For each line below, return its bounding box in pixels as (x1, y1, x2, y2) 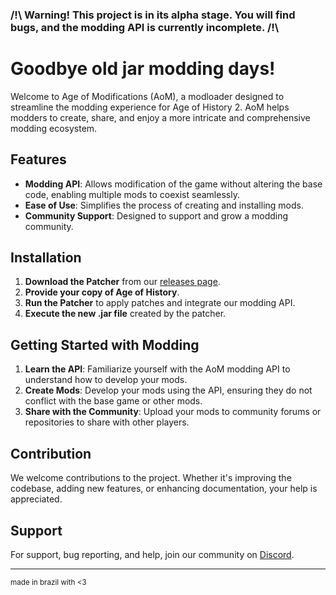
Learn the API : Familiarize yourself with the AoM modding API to (24, 363, 291, 375)
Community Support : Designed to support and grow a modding (24, 209, 289, 222)
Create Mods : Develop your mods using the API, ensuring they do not (24, 384, 313, 397)
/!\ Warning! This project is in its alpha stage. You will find (10, 8, 296, 22)
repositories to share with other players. (24, 416, 190, 428)
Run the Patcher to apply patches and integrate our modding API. (24, 297, 296, 309)
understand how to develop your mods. (24, 374, 188, 386)
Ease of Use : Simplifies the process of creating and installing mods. (24, 199, 304, 211)
